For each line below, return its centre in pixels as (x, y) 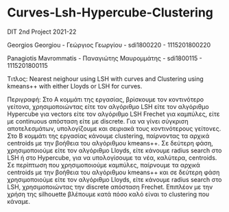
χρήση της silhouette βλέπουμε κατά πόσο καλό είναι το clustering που (108, 194)
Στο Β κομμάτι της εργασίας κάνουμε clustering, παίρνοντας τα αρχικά (108, 136)
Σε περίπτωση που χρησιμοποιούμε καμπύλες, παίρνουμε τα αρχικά (104, 165)
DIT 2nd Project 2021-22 (42, 32)
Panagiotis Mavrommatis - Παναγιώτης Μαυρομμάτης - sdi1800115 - (105, 58)
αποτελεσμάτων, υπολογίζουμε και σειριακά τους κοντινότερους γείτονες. (114, 128)
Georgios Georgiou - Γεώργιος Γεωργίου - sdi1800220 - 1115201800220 (109, 45)
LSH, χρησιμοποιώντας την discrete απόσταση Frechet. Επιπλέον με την (110, 187)
